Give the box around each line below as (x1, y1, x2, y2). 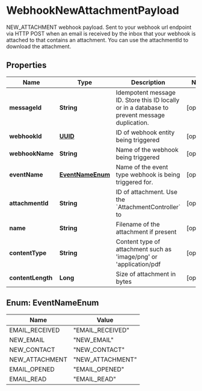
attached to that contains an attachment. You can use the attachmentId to (6, 36, 189, 43)
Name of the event (115, 163, 168, 171)
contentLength (9, 274, 53, 282)
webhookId (9, 132, 42, 140)
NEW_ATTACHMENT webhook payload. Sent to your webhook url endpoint (6, 23, 192, 31)
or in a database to (115, 103, 169, 111)
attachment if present (115, 227, 177, 236)
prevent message (115, 111, 165, 119)
